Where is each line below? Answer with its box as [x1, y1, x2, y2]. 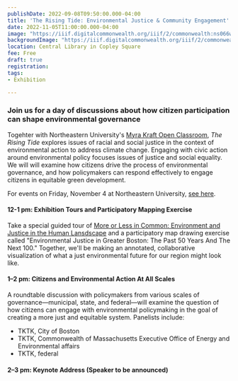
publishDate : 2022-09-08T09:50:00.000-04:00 [7, 10, 141, 18]
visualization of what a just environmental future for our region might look [7, 251, 222, 259]
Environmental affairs [17, 342, 80, 351]
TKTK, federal [17, 349, 59, 358]
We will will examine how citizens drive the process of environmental [7, 160, 208, 169]
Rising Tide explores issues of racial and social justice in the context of [7, 138, 215, 146]
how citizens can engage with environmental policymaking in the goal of [7, 305, 218, 315]
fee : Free [7, 50, 37, 57]
